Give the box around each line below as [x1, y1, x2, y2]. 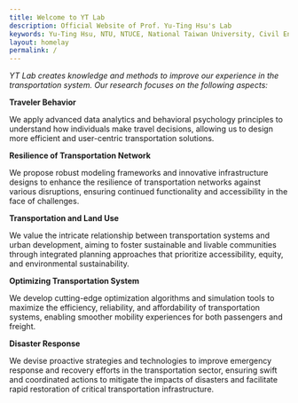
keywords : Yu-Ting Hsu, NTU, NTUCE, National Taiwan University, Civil [9, 29, 279, 38]
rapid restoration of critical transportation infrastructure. [9, 383, 215, 395]
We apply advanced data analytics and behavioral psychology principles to [9, 115, 284, 125]
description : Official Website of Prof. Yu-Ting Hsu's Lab [9, 21, 232, 30]
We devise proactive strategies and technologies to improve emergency [9, 356, 272, 367]
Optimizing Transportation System [9, 276, 140, 287]
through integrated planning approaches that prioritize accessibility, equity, [9, 249, 284, 260]
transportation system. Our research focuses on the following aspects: [9, 80, 269, 91]
